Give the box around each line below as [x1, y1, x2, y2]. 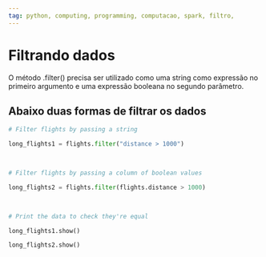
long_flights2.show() [8, 241, 81, 249]
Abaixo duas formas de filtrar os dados [8, 104, 207, 118]
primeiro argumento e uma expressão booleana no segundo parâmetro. [8, 81, 244, 90]
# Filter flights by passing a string [8, 126, 138, 134]
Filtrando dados [8, 46, 115, 64]
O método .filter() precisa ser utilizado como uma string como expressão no [8, 73, 259, 82]
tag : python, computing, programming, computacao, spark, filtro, [8, 11, 235, 20]
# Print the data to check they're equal [8, 212, 149, 220]
